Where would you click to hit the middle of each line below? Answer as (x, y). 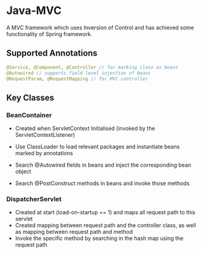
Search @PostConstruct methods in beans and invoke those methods (102, 183)
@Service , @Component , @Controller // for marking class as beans (92, 67)
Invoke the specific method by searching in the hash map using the (99, 238)
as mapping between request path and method (74, 232)
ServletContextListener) (45, 135)
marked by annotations (44, 153)
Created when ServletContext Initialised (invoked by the (85, 128)
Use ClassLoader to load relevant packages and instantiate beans (97, 147)
